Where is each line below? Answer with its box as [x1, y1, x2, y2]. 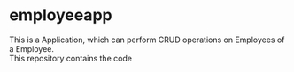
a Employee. [9, 43, 55, 54]
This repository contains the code [9, 53, 133, 63]
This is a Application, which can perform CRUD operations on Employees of [9, 34, 285, 45]
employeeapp [9, 5, 112, 25]
